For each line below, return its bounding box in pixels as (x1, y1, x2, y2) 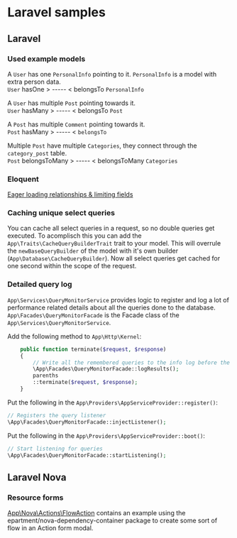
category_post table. (7, 148, 67, 157)
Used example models (7, 54, 86, 64)
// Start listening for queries (7, 445, 103, 452)
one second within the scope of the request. (7, 262, 137, 270)
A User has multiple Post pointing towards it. (7, 99, 136, 107)
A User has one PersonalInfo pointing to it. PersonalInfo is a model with (7, 70, 217, 78)
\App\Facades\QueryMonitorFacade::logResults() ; (33, 366, 180, 373)
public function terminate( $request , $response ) (20, 346, 167, 353)
